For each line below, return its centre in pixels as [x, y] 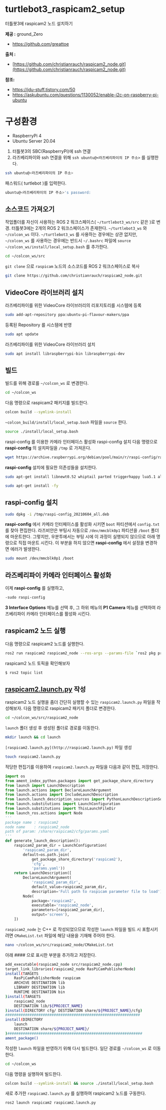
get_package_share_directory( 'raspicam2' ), [77, 859]
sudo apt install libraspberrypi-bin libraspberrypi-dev [65, 354]
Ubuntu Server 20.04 [34, 141]
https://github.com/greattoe [41, 44]
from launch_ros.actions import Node [44, 813]
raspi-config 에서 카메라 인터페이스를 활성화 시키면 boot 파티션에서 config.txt [82, 524]
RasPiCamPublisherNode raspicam [47, 978]
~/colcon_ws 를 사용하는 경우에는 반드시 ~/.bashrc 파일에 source [68, 241]
